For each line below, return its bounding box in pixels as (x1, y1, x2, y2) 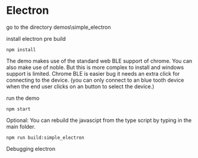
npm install (6, 46, 36, 53)
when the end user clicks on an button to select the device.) (6, 82, 155, 90)
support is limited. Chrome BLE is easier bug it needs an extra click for (6, 70, 180, 77)
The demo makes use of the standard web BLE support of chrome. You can (6, 57, 193, 64)
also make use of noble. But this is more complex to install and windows (6, 64, 184, 71)
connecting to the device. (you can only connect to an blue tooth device (6, 76, 184, 84)
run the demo (6, 94, 40, 102)
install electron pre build (6, 35, 66, 42)
